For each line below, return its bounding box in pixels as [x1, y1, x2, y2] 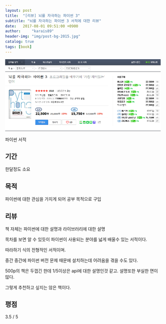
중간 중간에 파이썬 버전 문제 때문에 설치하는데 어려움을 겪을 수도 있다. [5, 257, 138, 263]
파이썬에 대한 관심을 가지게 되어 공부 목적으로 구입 [5, 196, 101, 202]
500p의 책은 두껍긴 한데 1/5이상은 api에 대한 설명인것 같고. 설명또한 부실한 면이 [5, 268, 158, 274]
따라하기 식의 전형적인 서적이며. [5, 247, 66, 252]
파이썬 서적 [5, 136, 27, 143]
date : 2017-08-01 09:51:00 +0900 [5, 24, 79, 29]
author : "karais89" [5, 29, 54, 34]
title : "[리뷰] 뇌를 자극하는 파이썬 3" [5, 13, 81, 18]
